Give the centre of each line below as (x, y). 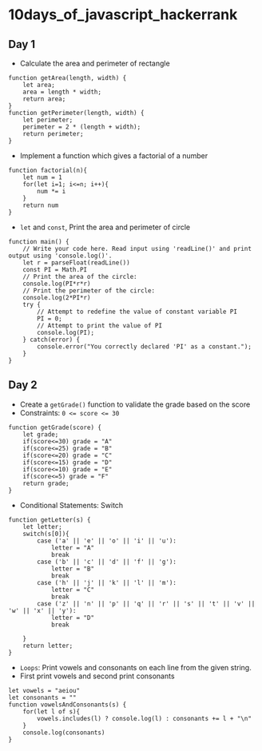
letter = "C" (72, 590)
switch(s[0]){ (46, 534)
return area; (44, 99)
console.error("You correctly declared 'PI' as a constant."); (144, 347)
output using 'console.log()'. (60, 256)
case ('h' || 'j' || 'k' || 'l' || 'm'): (107, 582)
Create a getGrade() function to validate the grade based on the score (135, 404)
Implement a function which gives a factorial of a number (114, 156)
